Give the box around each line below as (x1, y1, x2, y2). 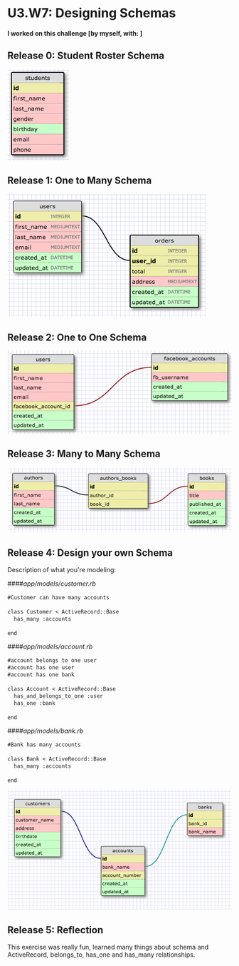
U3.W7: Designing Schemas (7, 5, 176, 21)
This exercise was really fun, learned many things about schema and (7, 943, 209, 952)
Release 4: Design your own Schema (7, 546, 173, 559)
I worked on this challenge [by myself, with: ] (7, 29, 143, 37)
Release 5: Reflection (7, 924, 104, 936)
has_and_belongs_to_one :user (14, 693, 103, 700)
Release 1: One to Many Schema (7, 174, 152, 186)
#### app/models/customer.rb (7, 579, 96, 588)
